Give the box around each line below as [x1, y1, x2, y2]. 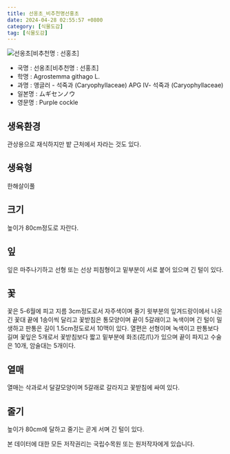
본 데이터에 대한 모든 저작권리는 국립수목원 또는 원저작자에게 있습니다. [7, 440, 195, 448]
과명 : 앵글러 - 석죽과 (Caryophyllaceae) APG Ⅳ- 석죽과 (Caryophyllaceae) [17, 81, 224, 90]
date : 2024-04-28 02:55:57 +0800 [7, 17, 103, 23]
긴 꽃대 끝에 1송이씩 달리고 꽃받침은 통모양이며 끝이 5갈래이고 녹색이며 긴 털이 [7, 315, 216, 324]
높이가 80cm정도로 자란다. [7, 224, 79, 232]
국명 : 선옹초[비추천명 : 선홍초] [17, 63, 99, 72]
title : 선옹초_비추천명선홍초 [7, 10, 79, 17]
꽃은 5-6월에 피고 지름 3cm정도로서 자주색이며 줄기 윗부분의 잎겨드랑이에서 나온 [7, 307, 222, 315]
